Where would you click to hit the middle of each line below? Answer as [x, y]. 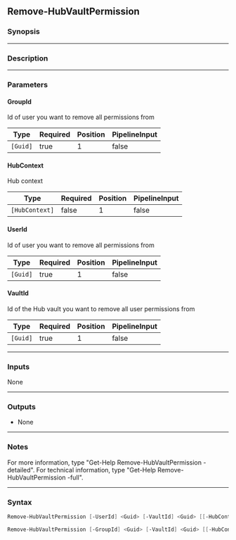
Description [28, 58]
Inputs [19, 367]
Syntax [20, 502]
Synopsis [24, 32]
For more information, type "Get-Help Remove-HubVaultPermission [105, 462]
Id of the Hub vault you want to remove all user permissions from [101, 308]
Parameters [27, 84]
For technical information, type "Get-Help [96, 470]
